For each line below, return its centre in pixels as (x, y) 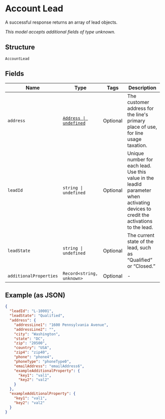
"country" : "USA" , (33, 348)
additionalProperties (33, 276)
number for (140, 159)
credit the (138, 215)
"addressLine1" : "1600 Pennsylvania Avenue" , (61, 325)
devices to (139, 209)
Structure (20, 47)
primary (136, 120)
